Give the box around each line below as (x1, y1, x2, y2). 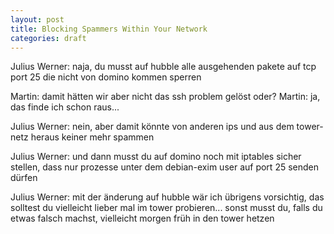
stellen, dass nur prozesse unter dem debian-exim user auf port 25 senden (10, 161, 319, 173)
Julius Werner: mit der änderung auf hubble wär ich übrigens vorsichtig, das (10, 191, 325, 203)
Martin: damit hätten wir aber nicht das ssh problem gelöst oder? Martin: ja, (10, 91, 321, 103)
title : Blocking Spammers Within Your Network (10, 24, 208, 34)
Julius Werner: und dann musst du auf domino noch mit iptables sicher (10, 151, 302, 163)
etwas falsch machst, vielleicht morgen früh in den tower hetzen (10, 212, 275, 225)
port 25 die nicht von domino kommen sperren (10, 71, 202, 83)
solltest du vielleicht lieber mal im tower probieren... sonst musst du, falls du (10, 202, 323, 214)
